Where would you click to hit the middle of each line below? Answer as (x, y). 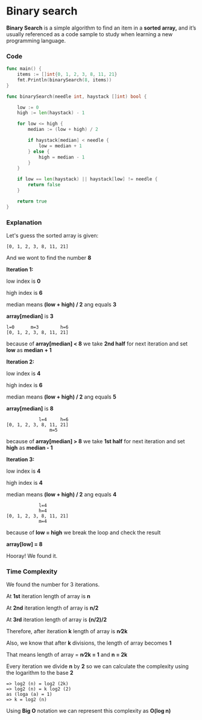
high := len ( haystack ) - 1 (51, 113)
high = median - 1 (62, 157)
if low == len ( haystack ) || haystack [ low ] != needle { (87, 179)
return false (44, 185)
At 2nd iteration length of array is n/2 (52, 608)
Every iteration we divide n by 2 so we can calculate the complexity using (97, 666)
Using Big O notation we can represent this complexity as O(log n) (89, 711)
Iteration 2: (21, 362)
